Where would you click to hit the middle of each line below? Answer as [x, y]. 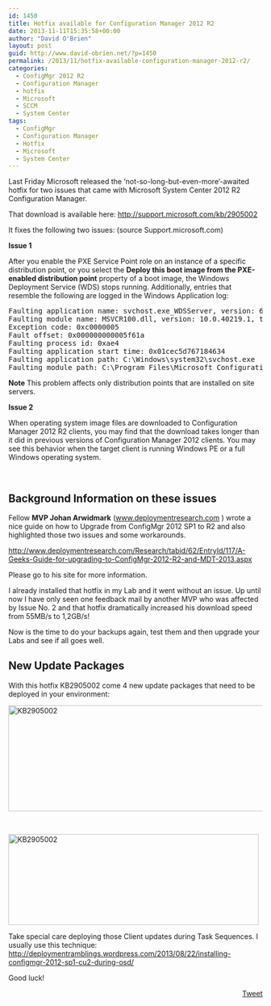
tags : [17, 121]
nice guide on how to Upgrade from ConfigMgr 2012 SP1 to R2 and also [127, 527]
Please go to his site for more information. [78, 575]
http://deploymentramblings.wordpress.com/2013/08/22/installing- [120, 953]
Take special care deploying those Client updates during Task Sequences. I [133, 936]
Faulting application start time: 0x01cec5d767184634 [117, 351]
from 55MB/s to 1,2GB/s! [49, 617]
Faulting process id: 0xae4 [64, 343]
